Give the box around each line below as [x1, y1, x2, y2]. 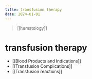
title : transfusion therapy [5, 7, 62, 12]
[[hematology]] [17, 25, 47, 31]
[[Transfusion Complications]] [12, 63, 73, 69]
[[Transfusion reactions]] [12, 69, 62, 75]
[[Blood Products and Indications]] [12, 58, 81, 64]
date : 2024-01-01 [5, 12, 40, 17]
